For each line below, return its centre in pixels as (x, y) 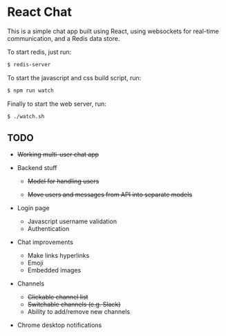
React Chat (40, 12)
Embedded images (54, 270)
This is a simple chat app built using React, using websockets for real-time (113, 31)
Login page (33, 208)
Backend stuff (37, 168)
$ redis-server (29, 64)
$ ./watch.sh (26, 116)
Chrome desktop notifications (59, 325)
